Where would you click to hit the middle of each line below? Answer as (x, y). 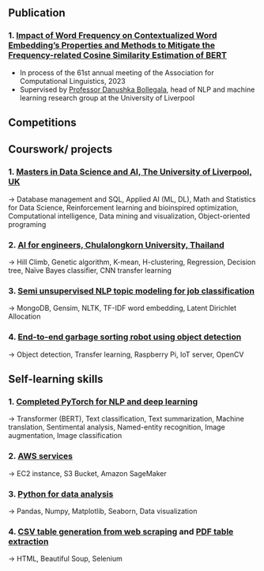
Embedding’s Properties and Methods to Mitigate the (112, 45)
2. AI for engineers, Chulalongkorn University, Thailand (116, 244)
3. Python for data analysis (61, 493)
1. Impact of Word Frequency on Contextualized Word (113, 36)
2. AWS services (41, 456)
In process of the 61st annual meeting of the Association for (117, 72)
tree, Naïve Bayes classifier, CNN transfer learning (90, 270)
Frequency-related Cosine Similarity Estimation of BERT (118, 55)
